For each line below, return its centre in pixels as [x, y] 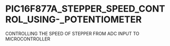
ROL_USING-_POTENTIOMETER [73, 19]
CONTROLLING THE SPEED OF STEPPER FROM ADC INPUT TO [72, 33]
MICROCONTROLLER [28, 39]
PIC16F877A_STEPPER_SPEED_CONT [85, 9]
